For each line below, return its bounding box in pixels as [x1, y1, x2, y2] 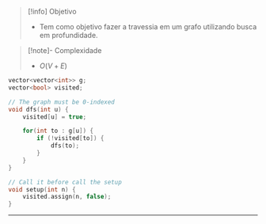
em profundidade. [39, 31, 98, 40]
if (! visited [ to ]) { [36, 135, 104, 142]
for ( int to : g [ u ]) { [22, 127, 93, 135]
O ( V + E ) [39, 61, 67, 70]
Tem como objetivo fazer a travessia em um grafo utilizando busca [39, 22, 257, 31]
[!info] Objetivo [27, 7, 77, 16]
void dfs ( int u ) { [8, 105, 69, 113]
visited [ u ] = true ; [22, 112, 87, 121]
